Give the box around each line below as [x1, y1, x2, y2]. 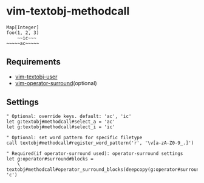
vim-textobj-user [15, 73, 58, 80]
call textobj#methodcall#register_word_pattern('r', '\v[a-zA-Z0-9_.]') [6, 140, 194, 146]
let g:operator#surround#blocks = [6, 156, 94, 162]
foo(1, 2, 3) [6, 29, 39, 36]
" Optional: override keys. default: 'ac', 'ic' [6, 113, 132, 119]
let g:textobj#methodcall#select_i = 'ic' [6, 123, 115, 130]
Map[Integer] [6, 24, 39, 30]
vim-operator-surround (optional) [15, 79, 97, 86]
